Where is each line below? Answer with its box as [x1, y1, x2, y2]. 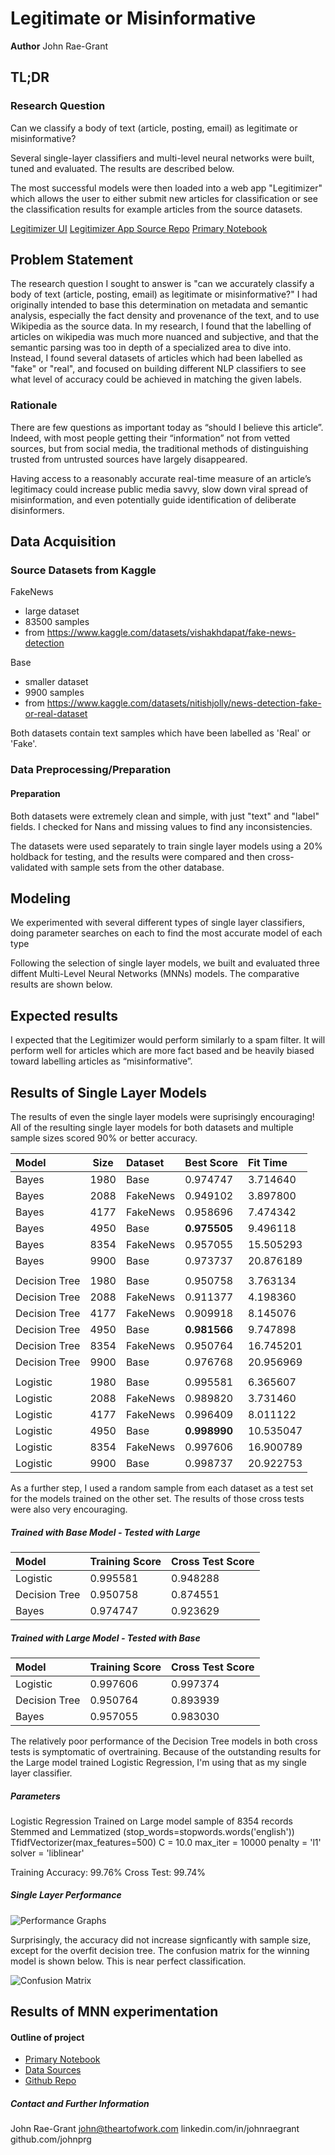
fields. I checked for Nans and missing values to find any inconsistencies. [10, 820, 313, 832]
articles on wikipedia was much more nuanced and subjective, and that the [10, 331, 319, 343]
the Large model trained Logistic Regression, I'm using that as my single [10, 1756, 307, 1768]
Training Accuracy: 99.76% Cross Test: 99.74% [10, 1866, 206, 1878]
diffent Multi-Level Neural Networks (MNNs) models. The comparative [10, 968, 300, 980]
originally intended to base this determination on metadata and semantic [10, 299, 309, 311]
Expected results [10, 1007, 118, 1024]
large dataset [24, 605, 80, 617]
